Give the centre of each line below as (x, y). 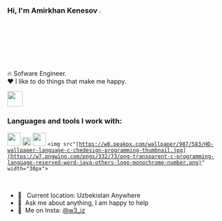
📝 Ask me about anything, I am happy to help (83, 203)
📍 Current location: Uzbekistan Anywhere (79, 195)
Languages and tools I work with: (65, 121)
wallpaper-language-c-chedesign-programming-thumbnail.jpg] (97, 150)
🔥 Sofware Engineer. (37, 74)
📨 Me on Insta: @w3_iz (51, 210)
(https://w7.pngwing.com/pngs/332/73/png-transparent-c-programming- (111, 156)
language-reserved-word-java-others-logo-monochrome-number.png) (104, 162)
